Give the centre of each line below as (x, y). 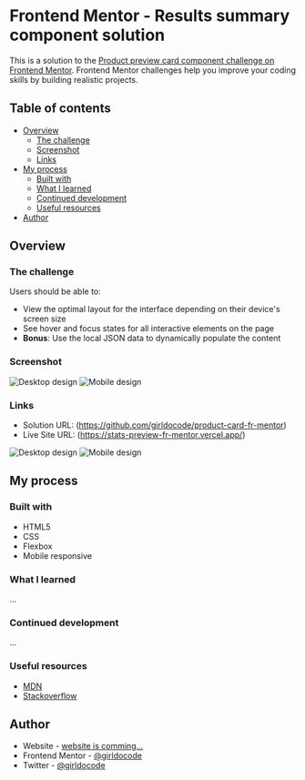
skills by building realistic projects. (74, 79)
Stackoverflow (50, 695)
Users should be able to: (56, 291)
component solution (87, 35)
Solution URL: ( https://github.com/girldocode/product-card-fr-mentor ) (154, 425)
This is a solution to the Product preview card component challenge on (142, 60)
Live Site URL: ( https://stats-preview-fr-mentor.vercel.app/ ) (134, 435)
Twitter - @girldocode (64, 765)
